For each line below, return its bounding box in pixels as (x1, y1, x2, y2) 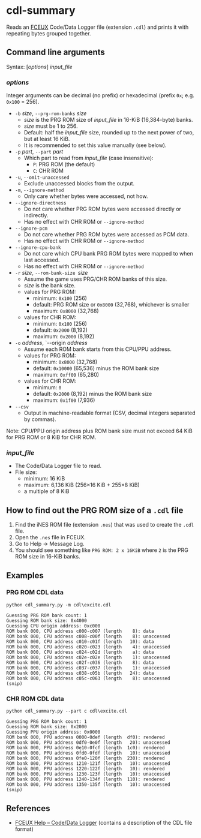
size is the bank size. (23, 282, 76, 289)
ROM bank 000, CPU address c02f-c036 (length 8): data (6, 659, 154, 666)
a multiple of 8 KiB (23, 488, 70, 495)
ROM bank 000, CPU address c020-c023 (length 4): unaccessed (6, 644, 170, 650)
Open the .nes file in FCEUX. (14, 534, 86, 541)
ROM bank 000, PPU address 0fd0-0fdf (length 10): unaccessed (6, 750, 170, 756)
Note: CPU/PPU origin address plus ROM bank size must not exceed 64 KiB (6, 427, 193, 435)
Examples (6, 570, 44, 581)
